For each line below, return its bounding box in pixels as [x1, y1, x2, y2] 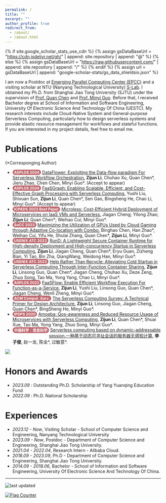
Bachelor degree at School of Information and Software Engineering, [5, 100, 145, 106]
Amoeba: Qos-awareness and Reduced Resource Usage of [38, 311, 159, 317]
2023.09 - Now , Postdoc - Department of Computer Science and [12, 437, 145, 443]
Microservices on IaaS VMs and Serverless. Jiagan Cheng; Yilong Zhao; [12, 211, 159, 217]
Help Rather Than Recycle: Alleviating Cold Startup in [49, 258, 158, 264]
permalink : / [5, 7, 32, 12]
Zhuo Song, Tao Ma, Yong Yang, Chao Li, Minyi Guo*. [12, 274, 121, 280]
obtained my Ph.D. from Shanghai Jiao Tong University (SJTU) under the [5, 89, 153, 95]
